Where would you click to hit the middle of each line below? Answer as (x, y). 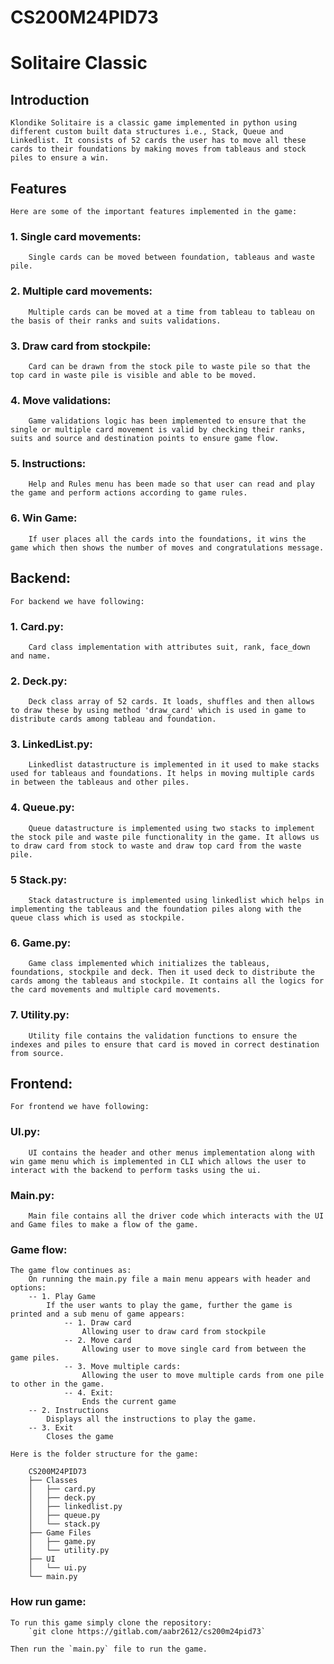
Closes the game (80, 1437)
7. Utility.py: (40, 1015)
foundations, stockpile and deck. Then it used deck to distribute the (162, 972)
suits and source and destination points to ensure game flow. (145, 439)
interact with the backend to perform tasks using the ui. (136, 1170)
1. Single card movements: (76, 236)
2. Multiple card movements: (81, 291)
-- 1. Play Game (62, 1297)
